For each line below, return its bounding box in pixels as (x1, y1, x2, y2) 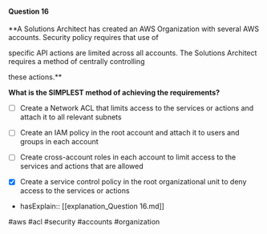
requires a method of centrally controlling (8, 57, 145, 67)
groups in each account (19, 137, 99, 147)
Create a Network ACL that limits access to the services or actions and (19, 103, 254, 113)
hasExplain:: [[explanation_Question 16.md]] (19, 201, 164, 212)
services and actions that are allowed (19, 161, 144, 171)
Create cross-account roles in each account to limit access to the (19, 152, 237, 162)
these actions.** (8, 72, 63, 82)
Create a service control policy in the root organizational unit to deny (19, 177, 247, 187)
